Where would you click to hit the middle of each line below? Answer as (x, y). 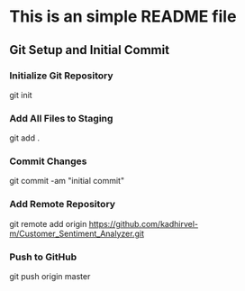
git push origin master (50, 277)
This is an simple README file (123, 17)
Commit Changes (48, 161)
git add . (25, 138)
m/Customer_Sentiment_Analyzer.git (77, 233)
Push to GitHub (43, 257)
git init (21, 95)
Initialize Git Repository (62, 76)
